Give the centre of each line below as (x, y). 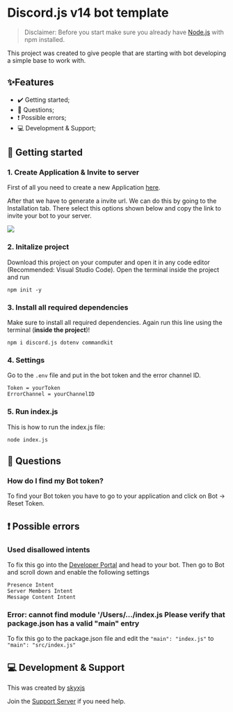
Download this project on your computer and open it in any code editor (109, 262)
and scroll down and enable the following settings (78, 572)
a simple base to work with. (47, 60)
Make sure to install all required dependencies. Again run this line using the (115, 323)
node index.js (28, 440)
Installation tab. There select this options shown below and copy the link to (114, 209)
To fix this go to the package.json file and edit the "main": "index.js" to (111, 639)
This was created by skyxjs (46, 688)
